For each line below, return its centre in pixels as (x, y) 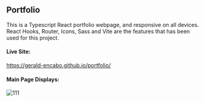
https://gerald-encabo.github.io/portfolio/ (59, 65)
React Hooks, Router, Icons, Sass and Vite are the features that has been (98, 31)
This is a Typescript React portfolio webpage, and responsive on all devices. (103, 24)
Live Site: (18, 52)
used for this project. (33, 38)
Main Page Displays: (33, 79)
